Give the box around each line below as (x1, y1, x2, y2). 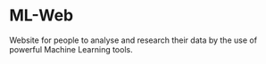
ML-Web (9, 5, 74, 26)
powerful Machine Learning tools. (9, 44, 133, 54)
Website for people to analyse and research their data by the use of (9, 35, 257, 45)
